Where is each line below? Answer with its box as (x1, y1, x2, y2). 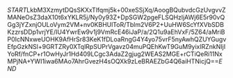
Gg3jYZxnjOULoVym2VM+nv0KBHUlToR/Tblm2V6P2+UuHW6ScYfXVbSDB (7, 21, 225, 28)
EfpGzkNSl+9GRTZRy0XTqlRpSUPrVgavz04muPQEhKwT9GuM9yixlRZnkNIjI (7, 43, 226, 50)
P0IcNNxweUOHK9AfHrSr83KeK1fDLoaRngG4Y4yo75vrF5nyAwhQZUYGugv (7, 35, 227, 43)
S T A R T (7, 6, 27, 14)
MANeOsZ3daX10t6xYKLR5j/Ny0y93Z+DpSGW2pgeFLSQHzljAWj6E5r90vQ (7, 13, 225, 21)
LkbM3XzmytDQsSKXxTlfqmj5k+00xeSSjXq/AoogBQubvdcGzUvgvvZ (26, 6, 226, 14)
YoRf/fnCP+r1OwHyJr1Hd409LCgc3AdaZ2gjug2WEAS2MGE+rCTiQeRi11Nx (7, 50, 223, 58)
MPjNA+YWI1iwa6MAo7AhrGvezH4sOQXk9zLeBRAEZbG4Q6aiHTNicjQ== (7, 57, 219, 65)
